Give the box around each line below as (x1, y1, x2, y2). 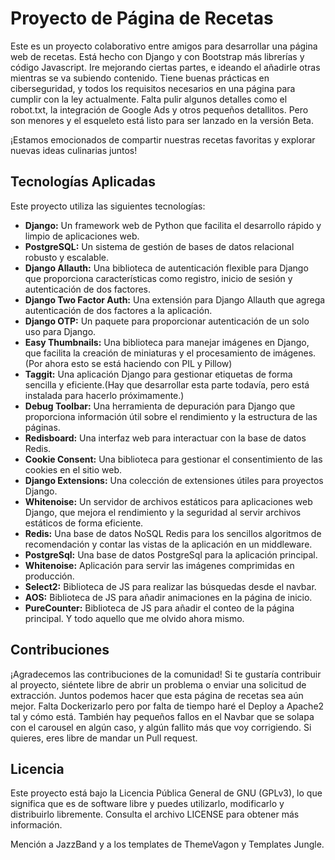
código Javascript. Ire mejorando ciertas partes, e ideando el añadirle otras (10, 61, 321, 73)
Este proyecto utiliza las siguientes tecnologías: (10, 200, 206, 212)
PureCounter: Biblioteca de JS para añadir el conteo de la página (24, 602, 295, 614)
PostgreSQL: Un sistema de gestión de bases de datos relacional (24, 240, 295, 252)
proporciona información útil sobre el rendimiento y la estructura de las (24, 410, 318, 422)
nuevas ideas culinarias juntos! (10, 144, 138, 156)
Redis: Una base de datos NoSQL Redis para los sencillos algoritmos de (24, 527, 322, 539)
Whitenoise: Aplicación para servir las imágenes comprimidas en (24, 559, 295, 571)
